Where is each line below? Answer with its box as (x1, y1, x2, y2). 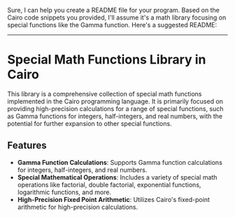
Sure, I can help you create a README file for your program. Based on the (7, 6, 220, 14)
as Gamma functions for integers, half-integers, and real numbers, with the (7, 112, 222, 120)
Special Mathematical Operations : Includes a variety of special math (17, 173, 218, 181)
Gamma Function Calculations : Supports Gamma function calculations (17, 158, 222, 166)
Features (7, 140, 47, 152)
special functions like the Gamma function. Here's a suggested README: (7, 21, 218, 29)
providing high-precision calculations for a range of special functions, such (7, 104, 224, 112)
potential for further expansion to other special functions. (7, 119, 173, 128)
